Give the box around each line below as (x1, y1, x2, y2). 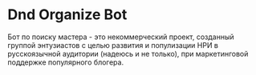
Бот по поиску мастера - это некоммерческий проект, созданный (7, 32, 234, 41)
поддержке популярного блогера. (7, 57, 124, 67)
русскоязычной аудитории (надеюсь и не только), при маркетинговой (7, 49, 249, 58)
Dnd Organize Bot (7, 6, 128, 24)
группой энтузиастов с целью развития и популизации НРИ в (7, 40, 218, 49)
